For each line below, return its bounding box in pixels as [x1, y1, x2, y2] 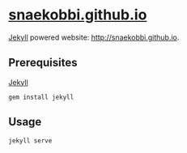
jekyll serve [8, 136, 53, 145]
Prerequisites [8, 56, 78, 70]
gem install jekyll [8, 93, 74, 101]
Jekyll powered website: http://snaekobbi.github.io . [8, 32, 180, 42]
